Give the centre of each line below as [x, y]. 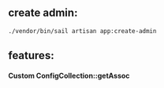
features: [31, 55]
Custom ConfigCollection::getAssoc [69, 75]
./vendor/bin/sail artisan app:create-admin [82, 31]
